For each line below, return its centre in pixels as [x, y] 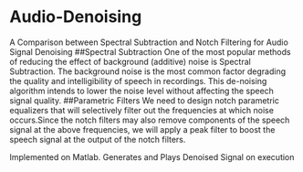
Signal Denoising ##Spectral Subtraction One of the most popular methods [150, 51]
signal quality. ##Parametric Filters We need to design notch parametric [145, 100]
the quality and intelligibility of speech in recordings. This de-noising [138, 81]
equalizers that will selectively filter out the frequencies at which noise [141, 110]
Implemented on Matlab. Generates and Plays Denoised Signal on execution [152, 156]
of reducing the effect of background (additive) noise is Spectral [130, 61]
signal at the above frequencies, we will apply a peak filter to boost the [142, 129]
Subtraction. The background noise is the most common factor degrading [148, 71]
